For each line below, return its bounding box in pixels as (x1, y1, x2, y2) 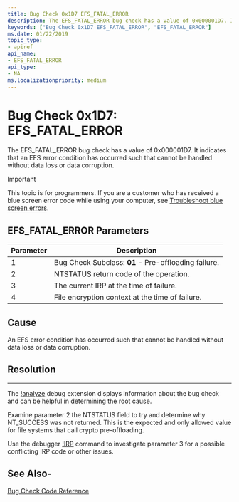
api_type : (7, 63, 37, 70)
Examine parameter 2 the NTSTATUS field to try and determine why (7, 410, 206, 419)
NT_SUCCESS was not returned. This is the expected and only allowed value (7, 418, 232, 427)
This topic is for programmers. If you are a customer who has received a (7, 189, 219, 197)
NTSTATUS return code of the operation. (53, 269, 190, 279)
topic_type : (7, 37, 43, 44)
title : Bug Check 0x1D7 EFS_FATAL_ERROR (7, 10, 129, 18)
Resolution (7, 364, 56, 376)
